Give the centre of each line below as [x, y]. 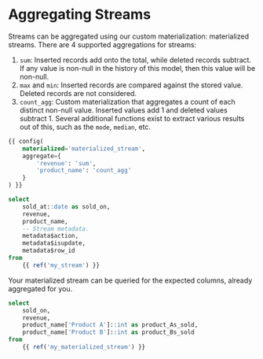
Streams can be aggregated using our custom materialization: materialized [129, 36]
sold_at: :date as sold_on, [66, 206]
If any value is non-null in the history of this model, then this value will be [137, 68]
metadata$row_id [49, 251]
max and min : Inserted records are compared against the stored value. [131, 85]
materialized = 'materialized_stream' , [84, 148]
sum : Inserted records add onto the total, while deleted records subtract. [135, 60]
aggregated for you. [40, 288]
